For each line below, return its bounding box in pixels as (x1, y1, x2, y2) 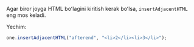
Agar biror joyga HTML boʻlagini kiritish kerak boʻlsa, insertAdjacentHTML (6, 5, 188, 12)
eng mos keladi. (6, 11, 46, 19)
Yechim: (6, 23, 27, 30)
